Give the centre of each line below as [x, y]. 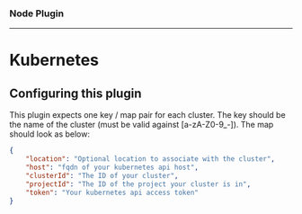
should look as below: [49, 134]
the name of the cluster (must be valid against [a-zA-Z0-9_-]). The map [142, 125]
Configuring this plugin [75, 93]
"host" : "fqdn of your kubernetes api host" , [112, 168]
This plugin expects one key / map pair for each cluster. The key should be [147, 115]
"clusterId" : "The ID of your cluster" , [102, 175]
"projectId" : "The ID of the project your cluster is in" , [138, 184]
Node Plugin [37, 13]
